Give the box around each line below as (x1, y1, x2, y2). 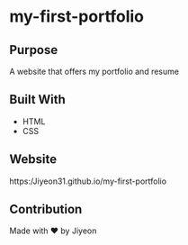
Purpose (9, 42, 58, 58)
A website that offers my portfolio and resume (9, 66, 180, 77)
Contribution (9, 202, 83, 217)
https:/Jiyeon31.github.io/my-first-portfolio (9, 176, 167, 186)
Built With (9, 92, 66, 107)
